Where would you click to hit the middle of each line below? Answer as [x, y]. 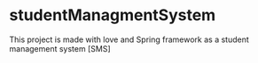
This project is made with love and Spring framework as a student [129, 39]
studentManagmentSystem [113, 15]
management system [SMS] [60, 48]
